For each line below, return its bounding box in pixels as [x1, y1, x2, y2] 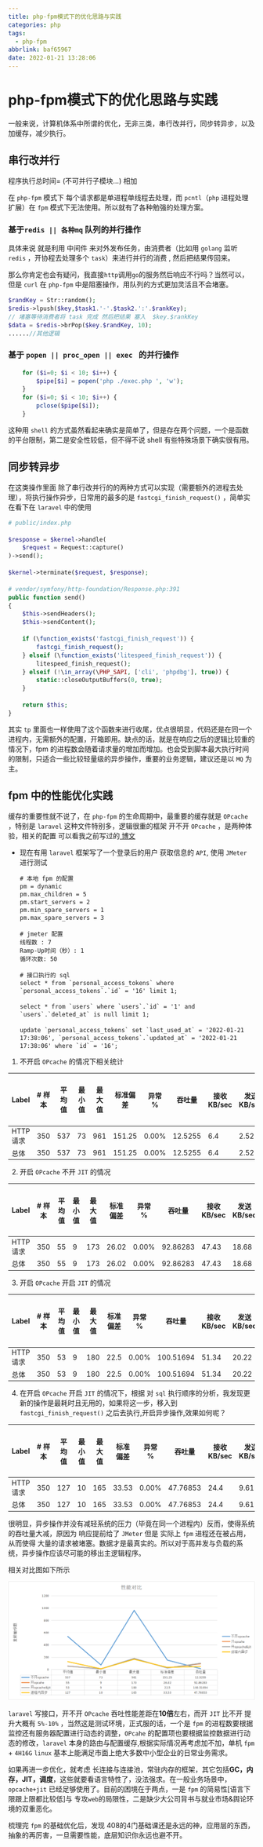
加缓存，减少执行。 [8, 128, 70, 137]
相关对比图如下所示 [8, 1564, 70, 1574]
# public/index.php [8, 519, 72, 527]
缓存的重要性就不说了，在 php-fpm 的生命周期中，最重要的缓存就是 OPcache [8, 811, 249, 820]
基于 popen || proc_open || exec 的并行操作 [8, 349, 179, 360]
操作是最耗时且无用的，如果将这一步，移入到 [33, 1398, 178, 1408]
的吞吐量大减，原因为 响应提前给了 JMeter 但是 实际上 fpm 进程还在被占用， [8, 1528, 250, 1538]
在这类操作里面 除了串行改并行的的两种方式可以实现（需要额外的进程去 [8, 483, 236, 492]
